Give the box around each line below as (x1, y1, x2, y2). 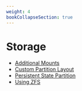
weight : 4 (6, 8, 31, 15)
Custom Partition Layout (14, 66, 74, 73)
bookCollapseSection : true (6, 14, 73, 20)
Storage (6, 40, 46, 54)
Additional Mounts (14, 59, 60, 67)
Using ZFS (14, 79, 40, 86)
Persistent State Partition (14, 72, 76, 79)
